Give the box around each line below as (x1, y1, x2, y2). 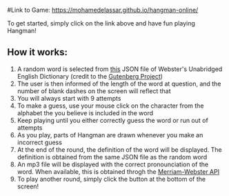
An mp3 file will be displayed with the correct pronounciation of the (17, 160, 209, 168)
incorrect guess (17, 138, 62, 146)
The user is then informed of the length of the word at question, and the (17, 79, 221, 88)
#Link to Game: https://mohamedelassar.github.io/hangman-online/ (7, 6, 199, 14)
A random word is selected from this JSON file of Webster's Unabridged (17, 65, 223, 73)
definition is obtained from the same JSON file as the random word (17, 153, 208, 161)
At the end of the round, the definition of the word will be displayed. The (17, 145, 222, 154)
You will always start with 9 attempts (17, 94, 121, 102)
